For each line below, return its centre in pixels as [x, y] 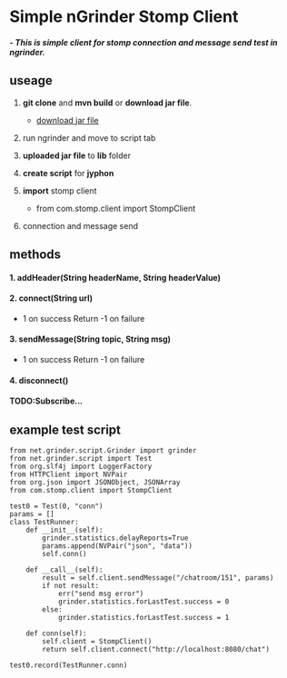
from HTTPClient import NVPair [69, 474]
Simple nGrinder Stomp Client [124, 17]
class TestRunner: [44, 522]
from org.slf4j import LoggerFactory [81, 466]
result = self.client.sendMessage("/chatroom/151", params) [158, 578]
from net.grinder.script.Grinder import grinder [103, 450]
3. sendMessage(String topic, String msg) [90, 339]
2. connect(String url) [51, 298]
